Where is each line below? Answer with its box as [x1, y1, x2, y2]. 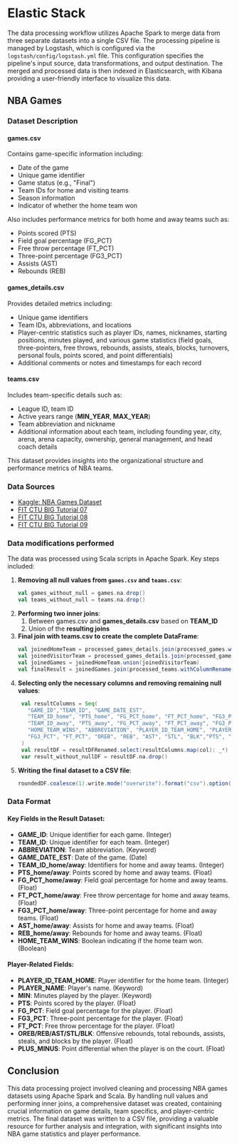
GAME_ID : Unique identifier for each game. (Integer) [17, 830, 172, 839]
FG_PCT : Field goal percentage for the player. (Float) [17, 1006, 173, 1014]
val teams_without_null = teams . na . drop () [17, 596, 146, 604]
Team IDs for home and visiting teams [17, 186, 129, 195]
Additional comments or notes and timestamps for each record [17, 358, 202, 367]
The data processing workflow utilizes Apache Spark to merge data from [7, 29, 221, 37]
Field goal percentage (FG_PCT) [17, 237, 112, 245]
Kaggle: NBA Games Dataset [17, 498, 102, 507]
